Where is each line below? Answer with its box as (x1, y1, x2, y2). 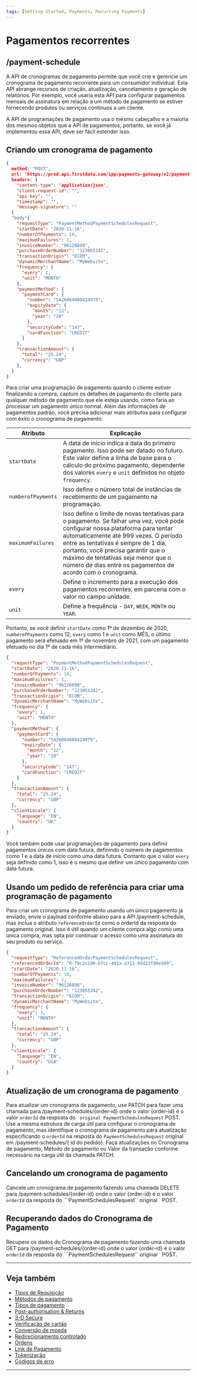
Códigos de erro (14, 1358, 55, 1365)
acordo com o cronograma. (62, 568, 138, 576)
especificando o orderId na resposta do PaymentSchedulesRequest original (6, 1133, 184, 1140)
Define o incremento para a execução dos (62, 578, 178, 586)
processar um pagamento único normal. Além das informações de (6, 403, 166, 410)
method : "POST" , (11, 166, 51, 172)
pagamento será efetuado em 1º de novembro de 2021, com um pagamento (6, 637, 189, 644)
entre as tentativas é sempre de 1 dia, (62, 539, 167, 547)
